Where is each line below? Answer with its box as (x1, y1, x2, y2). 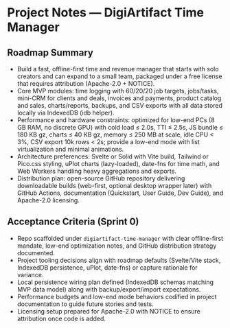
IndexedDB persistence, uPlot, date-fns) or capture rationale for (16, 263, 198, 272)
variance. (16, 270, 44, 279)
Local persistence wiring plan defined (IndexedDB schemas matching (16, 278, 214, 286)
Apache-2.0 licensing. (16, 196, 80, 204)
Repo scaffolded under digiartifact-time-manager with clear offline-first (16, 234, 223, 242)
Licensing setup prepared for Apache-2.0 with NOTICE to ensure (16, 307, 201, 315)
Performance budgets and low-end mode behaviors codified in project (16, 292, 218, 301)
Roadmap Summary (7, 47, 94, 58)
